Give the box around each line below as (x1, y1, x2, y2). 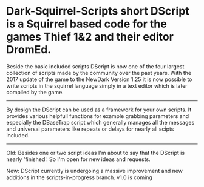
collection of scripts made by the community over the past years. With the (6, 69, 192, 76)
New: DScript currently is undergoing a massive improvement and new (6, 167, 183, 174)
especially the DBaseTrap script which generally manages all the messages (6, 119, 195, 126)
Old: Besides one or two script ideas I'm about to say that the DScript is (6, 149, 185, 156)
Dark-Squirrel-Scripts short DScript (6, 4, 189, 18)
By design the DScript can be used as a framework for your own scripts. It (6, 106, 192, 113)
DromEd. (6, 43, 52, 57)
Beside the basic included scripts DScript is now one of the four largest (6, 62, 185, 70)
